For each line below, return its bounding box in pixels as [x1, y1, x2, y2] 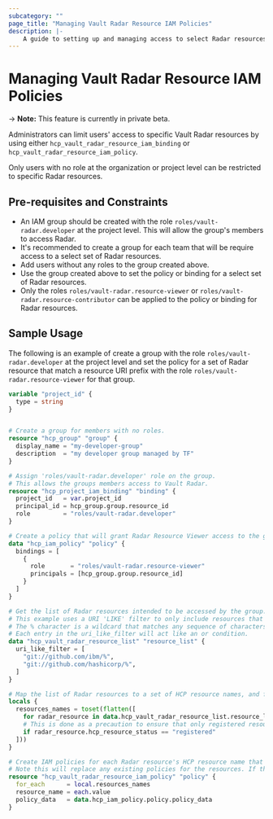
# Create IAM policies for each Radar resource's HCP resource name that [8, 758, 264, 766]
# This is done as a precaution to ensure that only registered [23, 720, 245, 729]
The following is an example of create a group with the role [8, 348, 206, 358]
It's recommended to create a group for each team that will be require [19, 243, 254, 252]
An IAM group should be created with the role [19, 217, 173, 226]
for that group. [86, 374, 136, 383]
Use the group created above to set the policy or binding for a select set [19, 269, 262, 278]
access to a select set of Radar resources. [19, 252, 162, 261]
